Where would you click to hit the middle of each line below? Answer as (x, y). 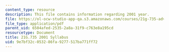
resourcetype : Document (30, 33)
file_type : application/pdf (35, 24)
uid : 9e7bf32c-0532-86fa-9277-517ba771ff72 (52, 42)
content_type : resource (30, 10)
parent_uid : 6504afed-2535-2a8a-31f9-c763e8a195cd (59, 28)
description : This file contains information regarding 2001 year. (77, 14)
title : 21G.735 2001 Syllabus (37, 38)
